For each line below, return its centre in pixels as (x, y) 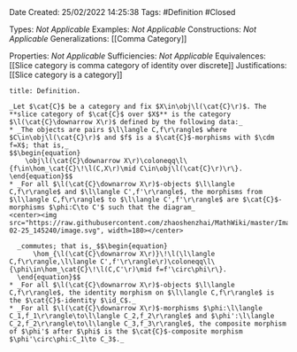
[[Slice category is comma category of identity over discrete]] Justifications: (148, 65)
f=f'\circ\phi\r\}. (191, 270)
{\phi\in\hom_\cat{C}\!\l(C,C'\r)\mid (80, 270)
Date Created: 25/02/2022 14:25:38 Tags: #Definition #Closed (122, 12)
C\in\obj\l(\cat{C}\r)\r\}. (191, 168)
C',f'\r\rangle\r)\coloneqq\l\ (158, 262)
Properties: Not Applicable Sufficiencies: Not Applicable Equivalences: (138, 56)
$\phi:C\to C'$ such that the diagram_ (122, 207)
